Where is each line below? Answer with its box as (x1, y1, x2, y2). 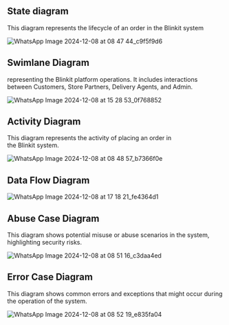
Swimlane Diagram (7, 57, 89, 69)
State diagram (7, 5, 69, 17)
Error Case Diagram (7, 271, 93, 283)
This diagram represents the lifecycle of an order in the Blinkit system (7, 23, 204, 32)
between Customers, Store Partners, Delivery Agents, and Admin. (7, 82, 193, 91)
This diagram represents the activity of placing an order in (7, 134, 172, 142)
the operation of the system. (7, 297, 87, 305)
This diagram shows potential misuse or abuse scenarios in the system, (7, 231, 210, 239)
